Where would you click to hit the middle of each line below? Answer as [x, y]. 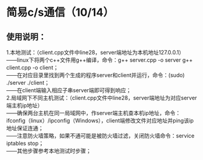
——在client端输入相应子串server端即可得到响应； [69, 90]
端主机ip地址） [25, 105]
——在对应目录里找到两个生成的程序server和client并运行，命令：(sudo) [95, 75]
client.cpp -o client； [32, 68]
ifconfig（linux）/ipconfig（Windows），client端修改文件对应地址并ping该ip [100, 121]
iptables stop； [25, 143]
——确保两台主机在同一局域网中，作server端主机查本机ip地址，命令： [94, 113]
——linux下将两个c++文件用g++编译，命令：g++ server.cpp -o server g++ [99, 60]
